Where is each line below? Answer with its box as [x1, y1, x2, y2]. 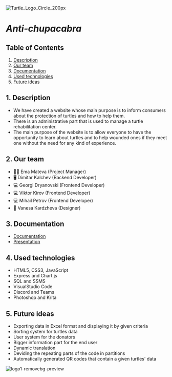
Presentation [13, 239, 40, 245]
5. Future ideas [6, 309, 54, 318]
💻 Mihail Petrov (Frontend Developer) [13, 197, 94, 203]
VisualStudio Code [13, 284, 53, 290]
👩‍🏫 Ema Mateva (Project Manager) [13, 168, 87, 175]
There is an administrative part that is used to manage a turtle [13, 118, 143, 124]
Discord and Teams [13, 289, 55, 295]
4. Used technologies [6, 253, 75, 262]
